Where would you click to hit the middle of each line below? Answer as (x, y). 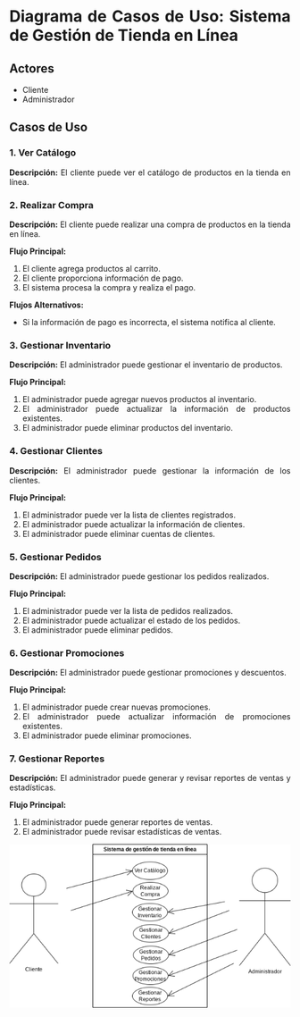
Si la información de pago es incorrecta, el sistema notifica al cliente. (149, 322)
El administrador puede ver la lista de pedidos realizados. (128, 610)
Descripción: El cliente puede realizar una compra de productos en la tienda (150, 224)
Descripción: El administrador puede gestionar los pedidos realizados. (139, 576)
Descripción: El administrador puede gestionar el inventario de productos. (146, 365)
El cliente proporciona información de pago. (103, 278)
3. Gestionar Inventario (60, 345)
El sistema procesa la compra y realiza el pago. (109, 287)
